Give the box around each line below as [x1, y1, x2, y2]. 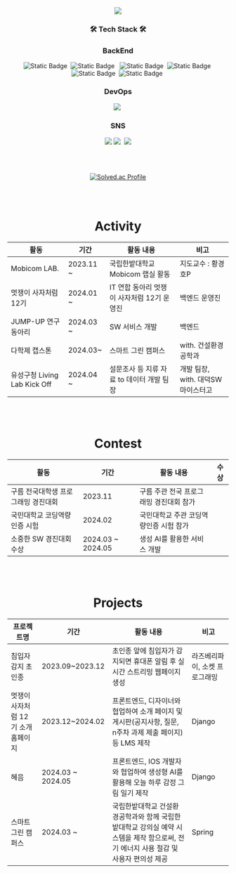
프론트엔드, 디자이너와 [112, 695, 181, 705]
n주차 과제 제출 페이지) [112, 727, 183, 737]
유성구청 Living [11, 370, 59, 380]
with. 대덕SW [180, 374, 223, 384]
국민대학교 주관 [139, 510, 188, 520]
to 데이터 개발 [117, 374, 161, 384]
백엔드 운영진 [180, 293, 221, 303]
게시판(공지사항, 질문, [112, 716, 179, 726]
